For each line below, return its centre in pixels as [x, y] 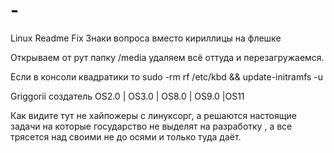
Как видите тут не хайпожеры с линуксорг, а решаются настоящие [153, 115]
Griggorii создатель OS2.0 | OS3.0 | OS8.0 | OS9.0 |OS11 [127, 96]
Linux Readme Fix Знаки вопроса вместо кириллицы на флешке [146, 38]
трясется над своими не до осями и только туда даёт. [126, 136]
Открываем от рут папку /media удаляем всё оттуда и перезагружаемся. [167, 57]
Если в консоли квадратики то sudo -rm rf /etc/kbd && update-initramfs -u [167, 76]
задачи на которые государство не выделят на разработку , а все [151, 126]
